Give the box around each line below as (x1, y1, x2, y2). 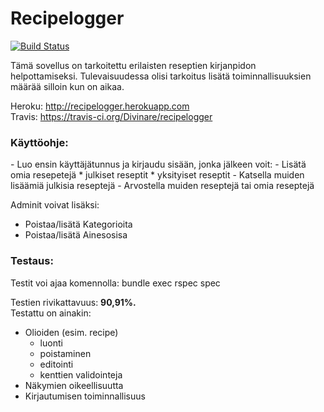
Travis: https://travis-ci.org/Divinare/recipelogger (10, 110, 213, 122)
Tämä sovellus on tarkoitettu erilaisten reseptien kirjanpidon (10, 59, 257, 71)
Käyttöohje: (10, 135, 69, 149)
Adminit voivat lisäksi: (10, 199, 100, 211)
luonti (39, 337, 63, 349)
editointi (39, 358, 74, 370)
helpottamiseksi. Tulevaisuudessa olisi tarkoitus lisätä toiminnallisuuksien (10, 70, 312, 82)
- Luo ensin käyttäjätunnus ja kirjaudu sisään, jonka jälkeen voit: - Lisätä (10, 158, 307, 171)
